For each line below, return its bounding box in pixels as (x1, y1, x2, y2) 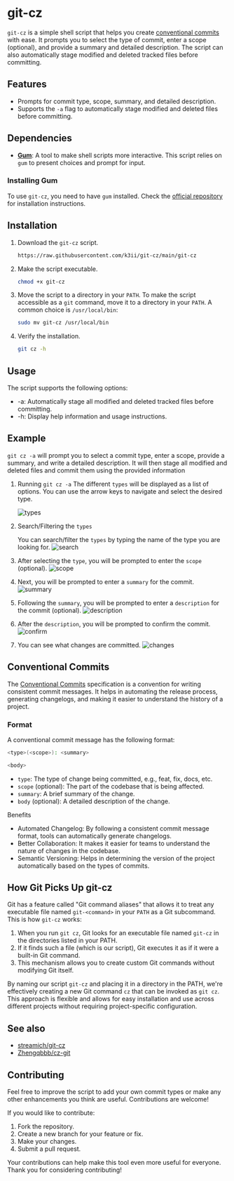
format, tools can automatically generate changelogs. (17, 831, 172, 840)
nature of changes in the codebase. (17, 846, 121, 855)
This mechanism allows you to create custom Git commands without (17, 958, 215, 967)
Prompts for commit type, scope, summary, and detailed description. (17, 97, 216, 105)
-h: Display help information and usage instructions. (17, 412, 167, 421)
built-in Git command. (17, 951, 81, 960)
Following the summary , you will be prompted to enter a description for (17, 598, 219, 607)
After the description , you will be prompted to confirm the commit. (17, 619, 211, 628)
